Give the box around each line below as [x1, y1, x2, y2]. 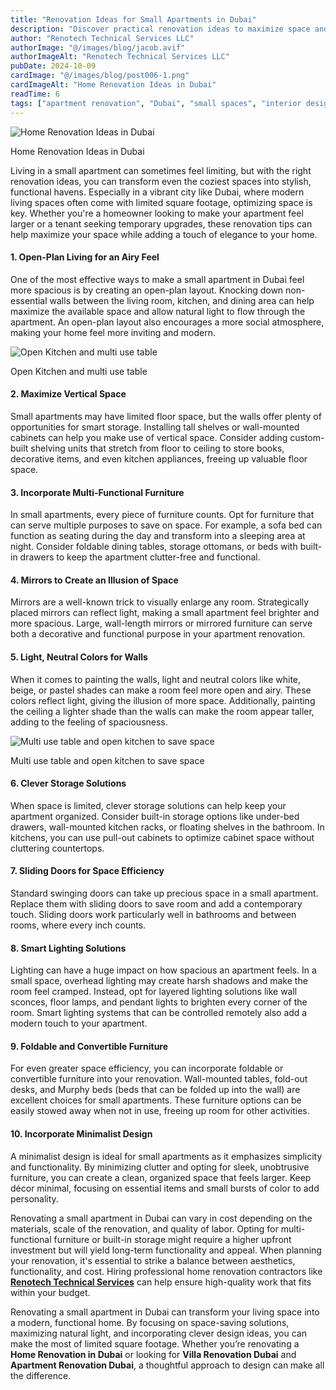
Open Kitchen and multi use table [10, 365, 148, 377]
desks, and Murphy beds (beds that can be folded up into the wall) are [10, 1084, 301, 1096]
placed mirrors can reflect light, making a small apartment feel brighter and [10, 607, 320, 619]
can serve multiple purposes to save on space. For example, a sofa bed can [10, 519, 323, 531]
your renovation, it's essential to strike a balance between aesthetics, [10, 1254, 296, 1266]
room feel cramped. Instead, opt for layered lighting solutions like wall [10, 986, 298, 998]
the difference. [10, 1369, 72, 1381]
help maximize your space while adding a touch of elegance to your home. [10, 228, 318, 240]
